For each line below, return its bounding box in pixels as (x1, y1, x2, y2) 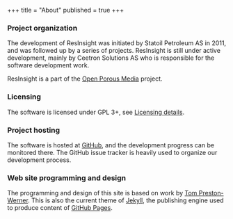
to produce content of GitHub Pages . (7, 204, 113, 212)
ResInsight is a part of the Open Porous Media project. (7, 74, 163, 83)
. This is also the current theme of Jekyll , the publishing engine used (27, 196, 224, 204)
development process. (7, 156, 72, 164)
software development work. (7, 61, 90, 70)
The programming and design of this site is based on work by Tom (7, 189, 198, 197)
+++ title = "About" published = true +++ (7, 6, 124, 14)
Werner (7, 196, 29, 204)
